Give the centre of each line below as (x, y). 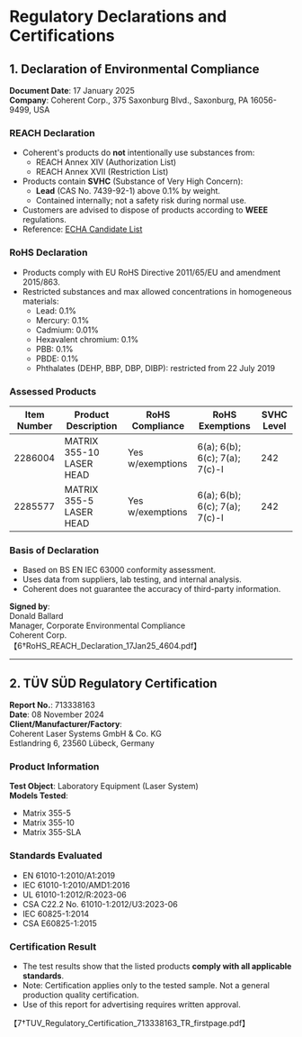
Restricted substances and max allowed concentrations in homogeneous (157, 291)
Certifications (62, 36)
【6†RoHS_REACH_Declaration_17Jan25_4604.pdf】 (106, 646)
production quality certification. (80, 995)
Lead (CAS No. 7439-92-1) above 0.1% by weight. (128, 191)
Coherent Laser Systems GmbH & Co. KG (85, 733)
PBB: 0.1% (54, 349)
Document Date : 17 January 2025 (72, 91)
